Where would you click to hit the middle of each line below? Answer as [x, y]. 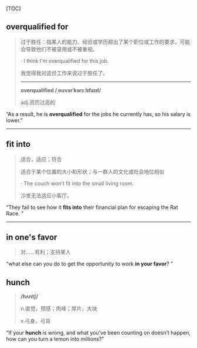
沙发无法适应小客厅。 [46, 195]
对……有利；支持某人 [45, 252]
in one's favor [32, 237]
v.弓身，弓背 [35, 321]
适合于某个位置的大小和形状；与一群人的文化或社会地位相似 [92, 171]
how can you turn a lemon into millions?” [55, 339]
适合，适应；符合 [41, 159]
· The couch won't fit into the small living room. [77, 183]
